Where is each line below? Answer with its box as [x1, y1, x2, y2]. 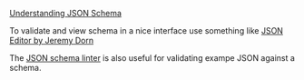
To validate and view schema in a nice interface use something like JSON [9, 25, 284, 35]
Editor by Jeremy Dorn [9, 35, 94, 45]
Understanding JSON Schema [9, 8, 123, 18]
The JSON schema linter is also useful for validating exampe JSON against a [9, 53, 295, 63]
